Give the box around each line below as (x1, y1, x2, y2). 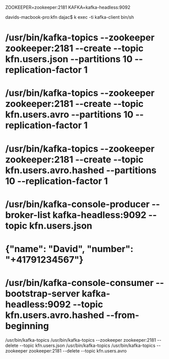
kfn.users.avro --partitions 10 (5, 109, 133, 121)
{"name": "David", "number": (5, 243, 133, 255)
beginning (5, 320, 49, 332)
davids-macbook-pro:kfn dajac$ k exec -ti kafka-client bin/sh (5, 14, 134, 20)
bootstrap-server (5, 288, 80, 300)
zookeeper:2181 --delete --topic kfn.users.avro (28, 347, 127, 354)
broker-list (5, 209, 51, 221)
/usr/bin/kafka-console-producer (5, 198, 150, 210)
